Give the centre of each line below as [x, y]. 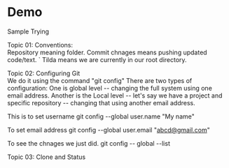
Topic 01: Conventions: [40, 45]
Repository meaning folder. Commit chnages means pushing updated [107, 52]
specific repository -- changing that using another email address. [101, 102]
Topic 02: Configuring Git [44, 73]
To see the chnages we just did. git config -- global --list [89, 143]
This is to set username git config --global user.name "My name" [101, 116]
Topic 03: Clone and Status [47, 157]
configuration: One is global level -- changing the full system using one [110, 88]
